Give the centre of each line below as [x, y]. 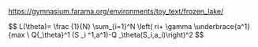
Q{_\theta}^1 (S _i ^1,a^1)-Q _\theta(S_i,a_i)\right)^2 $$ [118, 35]
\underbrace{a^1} [222, 26]
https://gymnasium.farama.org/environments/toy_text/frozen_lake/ [116, 11]
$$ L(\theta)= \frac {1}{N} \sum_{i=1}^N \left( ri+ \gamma [100, 26]
